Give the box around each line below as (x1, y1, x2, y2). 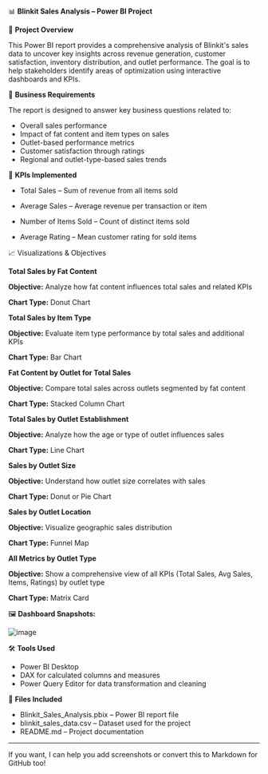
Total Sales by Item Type (8, 313, 92, 322)
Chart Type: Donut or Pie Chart (8, 492, 112, 501)
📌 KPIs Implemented (8, 170, 77, 180)
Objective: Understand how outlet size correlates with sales (8, 476, 206, 486)
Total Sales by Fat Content (8, 267, 97, 276)
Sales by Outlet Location (8, 507, 92, 517)
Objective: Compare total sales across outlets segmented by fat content (8, 383, 246, 393)
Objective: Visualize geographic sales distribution (8, 522, 173, 532)
